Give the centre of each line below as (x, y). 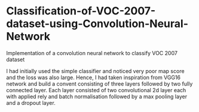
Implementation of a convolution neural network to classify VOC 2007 (92, 53)
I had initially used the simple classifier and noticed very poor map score (95, 71)
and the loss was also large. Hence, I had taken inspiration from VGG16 (94, 77)
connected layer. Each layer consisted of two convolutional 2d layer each (96, 90)
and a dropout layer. (31, 102)
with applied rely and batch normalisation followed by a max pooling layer (97, 96)
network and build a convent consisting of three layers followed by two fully (99, 84)
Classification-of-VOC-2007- (81, 11)
